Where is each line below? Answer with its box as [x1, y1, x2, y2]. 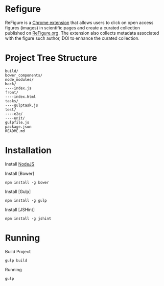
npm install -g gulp [5, 198, 47, 203]
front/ [5, 90, 19, 95]
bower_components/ [5, 72, 43, 78]
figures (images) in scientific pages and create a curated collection [5, 24, 141, 30]
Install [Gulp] [5, 189, 31, 194]
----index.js [5, 86, 32, 91]
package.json [5, 124, 32, 129]
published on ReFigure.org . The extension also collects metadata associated [5, 30, 159, 36]
